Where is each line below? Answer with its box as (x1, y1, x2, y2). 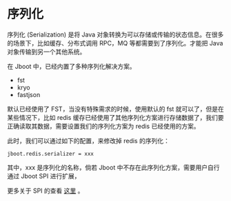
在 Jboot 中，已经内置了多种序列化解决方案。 (7, 62, 136, 70)
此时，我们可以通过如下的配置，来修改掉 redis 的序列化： (7, 136, 170, 145)
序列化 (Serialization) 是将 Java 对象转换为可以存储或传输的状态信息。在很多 (7, 30, 224, 39)
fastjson (17, 90, 41, 98)
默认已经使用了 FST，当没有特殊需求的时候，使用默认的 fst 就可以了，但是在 (7, 105, 224, 113)
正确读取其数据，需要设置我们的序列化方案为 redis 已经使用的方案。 (7, 122, 200, 130)
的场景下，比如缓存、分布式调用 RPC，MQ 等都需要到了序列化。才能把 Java (7, 39, 223, 47)
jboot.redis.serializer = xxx (7, 150, 94, 157)
